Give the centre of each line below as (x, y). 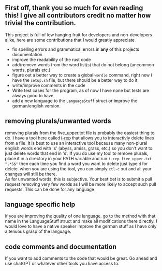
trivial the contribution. (41, 23)
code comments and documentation (61, 247)
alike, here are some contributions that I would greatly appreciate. (71, 40)
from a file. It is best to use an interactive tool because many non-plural (76, 143)
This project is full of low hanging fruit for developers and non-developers (79, 35)
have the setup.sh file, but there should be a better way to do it (75, 80)
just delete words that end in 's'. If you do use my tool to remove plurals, (77, 153)
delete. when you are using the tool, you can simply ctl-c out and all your (78, 168)
